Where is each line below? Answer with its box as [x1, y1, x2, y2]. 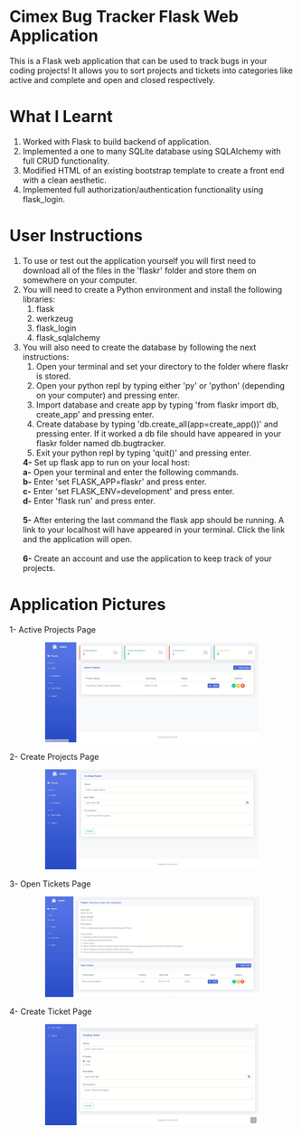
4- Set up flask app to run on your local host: [22, 456, 191, 467]
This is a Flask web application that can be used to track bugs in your [9, 55, 268, 66]
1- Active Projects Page [9, 624, 97, 634]
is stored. [35, 371, 71, 381]
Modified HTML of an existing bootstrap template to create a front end [22, 164, 285, 175]
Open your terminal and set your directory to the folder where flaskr [35, 361, 289, 371]
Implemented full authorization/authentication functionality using [22, 183, 264, 195]
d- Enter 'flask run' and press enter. [22, 495, 156, 506]
